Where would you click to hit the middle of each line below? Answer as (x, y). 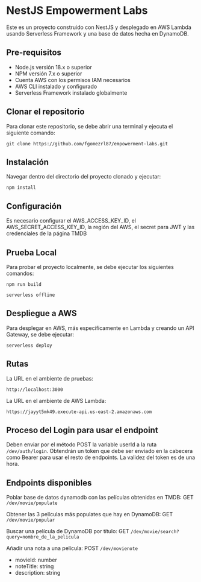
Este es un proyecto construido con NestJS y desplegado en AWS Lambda (99, 27)
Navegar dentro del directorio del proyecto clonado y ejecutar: (84, 177)
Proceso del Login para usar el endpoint (82, 430)
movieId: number (36, 560)
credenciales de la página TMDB (47, 233)
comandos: (20, 273)
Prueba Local (32, 252)
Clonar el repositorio (45, 112)
